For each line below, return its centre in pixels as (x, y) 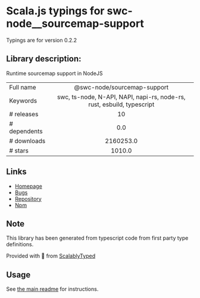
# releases (24, 114)
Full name (23, 87)
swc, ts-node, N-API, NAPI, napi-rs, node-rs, (121, 97)
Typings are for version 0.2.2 (42, 40)
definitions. (20, 244)
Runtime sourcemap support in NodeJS (54, 73)
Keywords (23, 101)
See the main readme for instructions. (52, 289)
